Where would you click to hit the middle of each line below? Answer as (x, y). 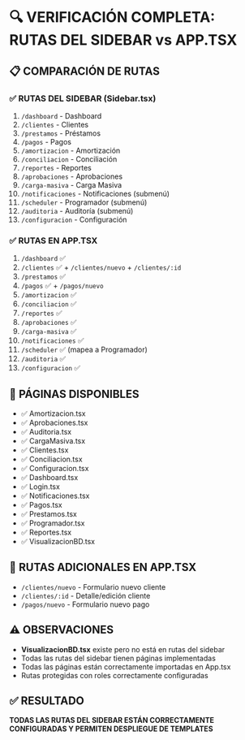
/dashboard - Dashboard (61, 115)
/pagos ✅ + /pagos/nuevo (62, 286)
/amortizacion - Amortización (71, 150)
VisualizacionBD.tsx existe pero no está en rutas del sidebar (123, 649)
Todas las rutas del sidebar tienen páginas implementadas (118, 658)
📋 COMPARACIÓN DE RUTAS (85, 71)
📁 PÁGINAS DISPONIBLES (74, 394)
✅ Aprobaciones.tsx (54, 422)
